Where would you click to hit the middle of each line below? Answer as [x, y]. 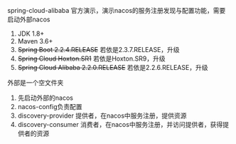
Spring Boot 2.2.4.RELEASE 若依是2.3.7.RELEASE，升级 [98, 50]
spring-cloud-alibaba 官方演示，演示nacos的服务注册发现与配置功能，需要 [117, 10]
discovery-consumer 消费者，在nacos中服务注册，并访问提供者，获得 [120, 124]
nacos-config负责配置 [50, 107]
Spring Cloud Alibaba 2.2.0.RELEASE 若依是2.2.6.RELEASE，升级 [113, 67]
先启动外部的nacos [45, 98]
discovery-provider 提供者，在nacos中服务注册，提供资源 [102, 115]
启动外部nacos [29, 19]
